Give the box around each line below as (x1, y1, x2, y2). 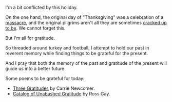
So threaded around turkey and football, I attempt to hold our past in (5, 45, 149, 50)
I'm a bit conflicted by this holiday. (5, 5, 78, 10)
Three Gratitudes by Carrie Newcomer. (12, 85, 95, 91)
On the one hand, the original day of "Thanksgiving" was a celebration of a (5, 14, 164, 20)
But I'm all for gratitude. (5, 35, 55, 41)
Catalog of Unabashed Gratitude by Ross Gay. (12, 91, 110, 96)
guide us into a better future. (5, 66, 66, 71)
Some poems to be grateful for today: (5, 75, 85, 81)
